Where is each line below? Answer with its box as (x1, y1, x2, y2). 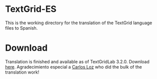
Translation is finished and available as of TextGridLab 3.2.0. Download (5, 58, 150, 65)
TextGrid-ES (5, 3, 57, 15)
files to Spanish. (5, 25, 38, 31)
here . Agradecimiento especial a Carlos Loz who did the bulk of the (5, 64, 142, 70)
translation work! (5, 69, 39, 75)
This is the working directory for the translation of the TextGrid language (5, 20, 152, 26)
